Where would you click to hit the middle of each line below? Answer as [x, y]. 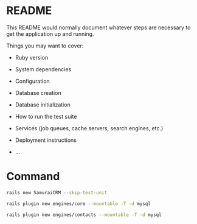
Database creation [38, 93]
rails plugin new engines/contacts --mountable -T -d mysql [84, 215]
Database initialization [43, 105]
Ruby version [32, 57]
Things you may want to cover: [45, 46]
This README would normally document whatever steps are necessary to [98, 27]
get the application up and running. [50, 33]
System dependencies [43, 69]
